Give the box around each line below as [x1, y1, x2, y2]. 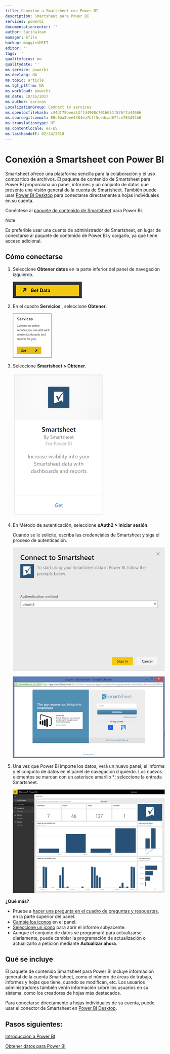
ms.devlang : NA [5, 73, 37, 78]
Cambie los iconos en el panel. [12, 919, 77, 925]
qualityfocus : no [5, 56, 42, 61]
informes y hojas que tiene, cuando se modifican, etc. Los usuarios [5, 979, 145, 985]
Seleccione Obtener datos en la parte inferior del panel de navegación [12, 266, 160, 272]
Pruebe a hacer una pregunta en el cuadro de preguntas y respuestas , [12, 908, 159, 914]
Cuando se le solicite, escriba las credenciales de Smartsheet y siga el [12, 532, 160, 538]
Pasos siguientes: [5, 1020, 63, 1029]
